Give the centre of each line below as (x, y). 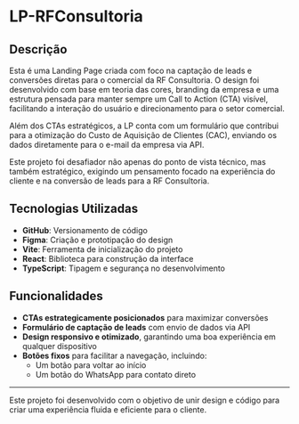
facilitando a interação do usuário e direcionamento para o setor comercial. (147, 108)
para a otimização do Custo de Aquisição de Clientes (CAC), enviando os (143, 135)
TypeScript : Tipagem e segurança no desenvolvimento (123, 268)
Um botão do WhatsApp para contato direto (116, 374)
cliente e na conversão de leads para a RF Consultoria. (109, 181)
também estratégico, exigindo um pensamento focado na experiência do (142, 171)
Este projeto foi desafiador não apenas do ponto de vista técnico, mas (138, 162)
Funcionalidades (57, 296)
